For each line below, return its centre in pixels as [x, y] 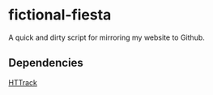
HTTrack [23, 82]
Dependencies [46, 63]
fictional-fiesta [60, 15]
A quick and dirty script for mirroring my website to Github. [106, 37]
